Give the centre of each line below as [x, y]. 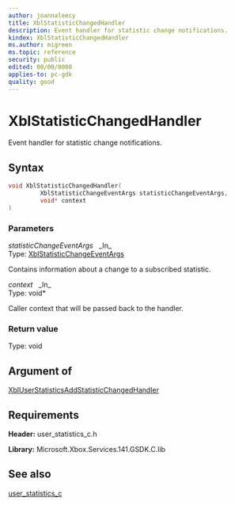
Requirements [44, 415]
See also [30, 475]
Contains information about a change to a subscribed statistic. [110, 269]
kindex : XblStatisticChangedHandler [68, 38]
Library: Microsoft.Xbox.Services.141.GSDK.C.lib [87, 449]
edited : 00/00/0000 [40, 67]
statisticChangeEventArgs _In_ [60, 245]
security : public [37, 60]
